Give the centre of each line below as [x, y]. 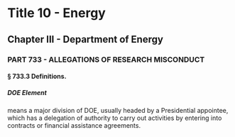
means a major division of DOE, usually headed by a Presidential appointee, [118, 111]
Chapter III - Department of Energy [85, 39]
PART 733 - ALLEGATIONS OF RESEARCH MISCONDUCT [106, 60]
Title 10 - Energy [57, 13]
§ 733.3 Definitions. [37, 77]
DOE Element [27, 92]
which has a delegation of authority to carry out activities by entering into [115, 118]
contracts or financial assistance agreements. [74, 126]
